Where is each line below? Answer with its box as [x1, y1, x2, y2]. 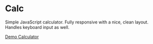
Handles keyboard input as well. [5, 24, 70, 30]
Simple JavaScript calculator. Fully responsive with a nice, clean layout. [5, 19, 149, 25]
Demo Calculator [5, 34, 39, 40]
